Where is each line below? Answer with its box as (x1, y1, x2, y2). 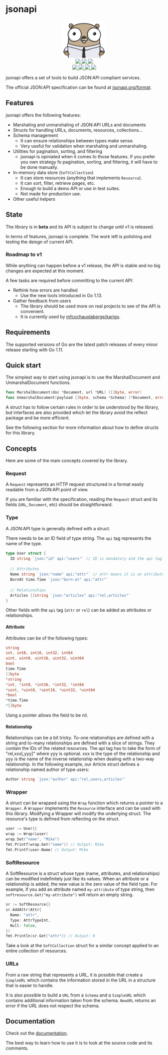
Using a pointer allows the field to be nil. (5, 712, 88, 718)
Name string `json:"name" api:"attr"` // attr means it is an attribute (10, 572, 165, 577)
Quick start (5, 361, 41, 370)
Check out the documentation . (5, 1030, 68, 1037)
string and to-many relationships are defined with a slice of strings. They (5, 740, 155, 746)
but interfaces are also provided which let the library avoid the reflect (5, 409, 148, 415)
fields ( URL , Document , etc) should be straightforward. (5, 502, 113, 508)
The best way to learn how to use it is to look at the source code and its (5, 1040, 153, 1046)
